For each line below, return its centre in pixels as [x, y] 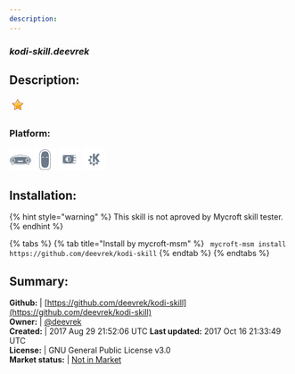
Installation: [43, 196]
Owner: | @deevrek [45, 322]
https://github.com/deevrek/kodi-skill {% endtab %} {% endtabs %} [139, 253]
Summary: [39, 281]
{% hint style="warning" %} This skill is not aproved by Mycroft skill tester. [146, 217]
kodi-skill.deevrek [49, 51]
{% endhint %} [37, 227]
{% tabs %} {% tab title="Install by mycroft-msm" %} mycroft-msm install [148, 244]
